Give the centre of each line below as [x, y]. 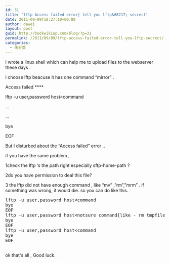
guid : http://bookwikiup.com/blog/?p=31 [49, 33]
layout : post [19, 29]
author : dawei [20, 24]
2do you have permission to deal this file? [49, 175]
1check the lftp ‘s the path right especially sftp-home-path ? [68, 165]
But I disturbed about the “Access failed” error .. [55, 146]
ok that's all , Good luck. [30, 255]
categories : [18, 43]
